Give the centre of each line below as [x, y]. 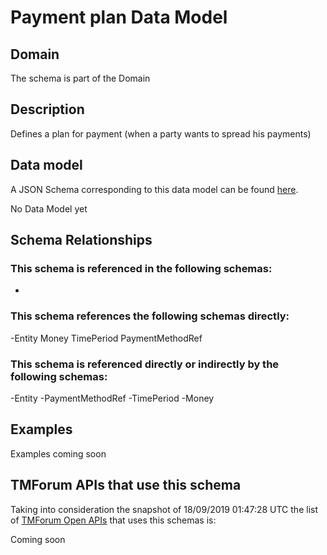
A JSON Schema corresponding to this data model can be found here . [154, 189]
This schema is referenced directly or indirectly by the [145, 364]
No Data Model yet [49, 208]
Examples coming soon [58, 453]
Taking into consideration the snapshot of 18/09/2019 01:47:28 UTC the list [164, 509]
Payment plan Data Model [119, 17]
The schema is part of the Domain [80, 78]
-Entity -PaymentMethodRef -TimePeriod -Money [112, 398]
